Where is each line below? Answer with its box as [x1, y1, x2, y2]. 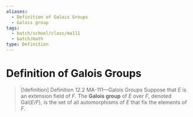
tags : [6, 25, 19, 31]
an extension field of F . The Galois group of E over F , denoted [20, 92, 172, 99]
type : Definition [6, 42, 49, 48]
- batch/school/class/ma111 [11, 31, 81, 36]
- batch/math [11, 36, 44, 42]
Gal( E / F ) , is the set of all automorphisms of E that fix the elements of [20, 98, 187, 106]
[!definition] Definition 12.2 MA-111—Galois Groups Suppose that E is [20, 86, 187, 93]
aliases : [6, 8, 28, 15]
